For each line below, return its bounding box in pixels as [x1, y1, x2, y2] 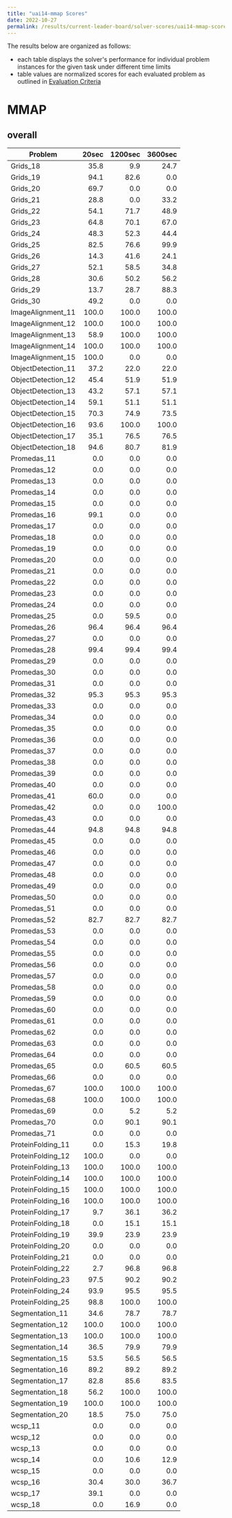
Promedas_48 [10, 870, 57, 880]
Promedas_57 [10, 971, 57, 981]
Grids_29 [10, 285, 41, 295]
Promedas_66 [10, 1072, 57, 1082]
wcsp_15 [10, 1466, 41, 1476]
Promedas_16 [10, 510, 57, 520]
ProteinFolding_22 [10, 1264, 70, 1274]
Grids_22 [10, 206, 41, 216]
